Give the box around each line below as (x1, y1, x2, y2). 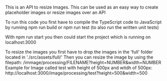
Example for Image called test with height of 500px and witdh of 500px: (5, 65, 153, 71)
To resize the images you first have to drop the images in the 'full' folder (5, 49, 153, 55)
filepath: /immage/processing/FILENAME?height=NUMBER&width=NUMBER (5, 60, 162, 65)
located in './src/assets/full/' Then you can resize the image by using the (5, 54, 154, 60)
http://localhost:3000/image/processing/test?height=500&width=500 (5, 70, 148, 76)
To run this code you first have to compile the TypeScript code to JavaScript (5, 19, 162, 25)
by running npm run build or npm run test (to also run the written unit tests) (5, 24, 159, 30)
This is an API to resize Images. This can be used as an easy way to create (5, 4, 159, 10)
